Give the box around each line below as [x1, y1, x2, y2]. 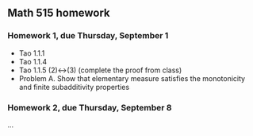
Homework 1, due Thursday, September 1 [7, 30, 169, 41]
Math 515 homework [7, 6, 110, 20]
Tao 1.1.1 [18, 48, 45, 58]
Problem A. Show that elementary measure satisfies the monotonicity [18, 73, 246, 83]
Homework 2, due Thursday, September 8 [7, 102, 172, 113]
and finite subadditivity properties [18, 82, 130, 91]
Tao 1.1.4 [18, 56, 48, 66]
